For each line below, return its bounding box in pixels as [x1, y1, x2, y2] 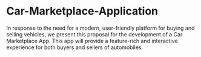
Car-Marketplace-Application [6, 4, 159, 18]
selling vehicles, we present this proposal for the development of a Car [6, 30, 183, 38]
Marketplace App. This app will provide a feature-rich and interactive [6, 37, 179, 44]
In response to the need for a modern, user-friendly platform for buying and [6, 24, 195, 32]
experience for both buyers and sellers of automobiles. [6, 44, 143, 51]
